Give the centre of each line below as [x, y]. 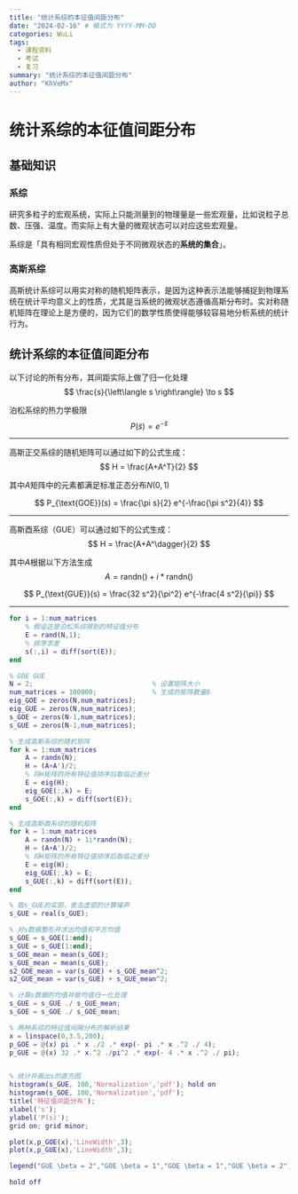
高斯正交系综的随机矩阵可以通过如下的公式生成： [98, 453]
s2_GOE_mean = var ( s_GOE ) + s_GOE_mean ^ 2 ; [89, 971]
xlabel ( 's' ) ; [33, 1109]
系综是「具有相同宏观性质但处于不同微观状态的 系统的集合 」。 [120, 244]
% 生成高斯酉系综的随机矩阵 [53, 823]
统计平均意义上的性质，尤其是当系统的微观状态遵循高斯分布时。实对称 [153, 301]
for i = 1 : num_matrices [53, 619]
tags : [19, 42]
